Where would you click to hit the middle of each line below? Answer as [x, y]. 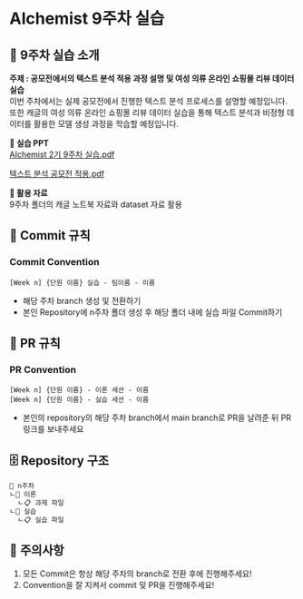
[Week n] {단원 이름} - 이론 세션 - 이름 [79, 390]
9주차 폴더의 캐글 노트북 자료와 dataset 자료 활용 [96, 204]
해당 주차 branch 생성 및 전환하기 [82, 300]
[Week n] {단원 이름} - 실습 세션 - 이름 [79, 400]
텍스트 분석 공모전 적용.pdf [57, 174]
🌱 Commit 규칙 [50, 236]
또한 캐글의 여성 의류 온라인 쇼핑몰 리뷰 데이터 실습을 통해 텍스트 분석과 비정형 [147, 113]
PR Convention [43, 370]
